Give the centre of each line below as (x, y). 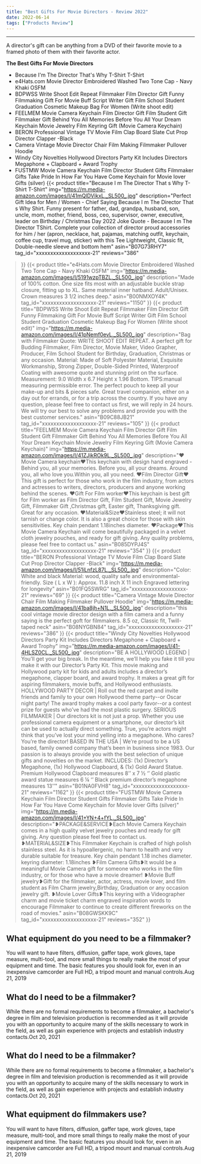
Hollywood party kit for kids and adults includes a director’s (94, 671)
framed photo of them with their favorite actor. (63, 52)
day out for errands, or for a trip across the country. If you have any (104, 398)
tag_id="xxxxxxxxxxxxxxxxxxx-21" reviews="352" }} (86, 920)
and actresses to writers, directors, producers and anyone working (103, 487)
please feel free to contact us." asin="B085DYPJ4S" (85, 545)
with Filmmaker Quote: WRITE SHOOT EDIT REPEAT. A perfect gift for (106, 341)
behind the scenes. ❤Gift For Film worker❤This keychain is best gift (105, 494)
